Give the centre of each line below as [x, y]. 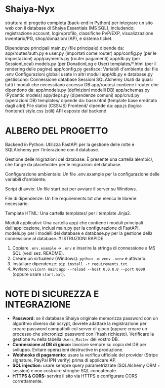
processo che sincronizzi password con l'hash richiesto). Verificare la [83, 334]
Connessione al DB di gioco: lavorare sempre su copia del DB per [79, 344]
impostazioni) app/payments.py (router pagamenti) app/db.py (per [73, 58]
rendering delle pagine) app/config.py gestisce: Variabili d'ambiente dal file [82, 69]
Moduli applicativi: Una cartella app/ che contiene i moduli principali [74, 222]
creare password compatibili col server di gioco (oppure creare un [80, 328]
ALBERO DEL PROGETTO [57, 131]
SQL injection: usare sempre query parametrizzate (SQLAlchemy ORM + [86, 365]
